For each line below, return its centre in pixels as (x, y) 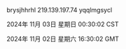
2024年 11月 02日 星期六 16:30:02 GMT (63, 39)
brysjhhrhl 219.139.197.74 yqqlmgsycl (59, 10)
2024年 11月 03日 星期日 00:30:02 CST (63, 24)
